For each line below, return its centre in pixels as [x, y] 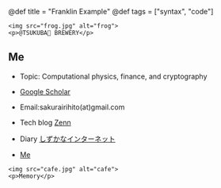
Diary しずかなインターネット [68, 139]
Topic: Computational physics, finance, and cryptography [113, 76]
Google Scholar [45, 91]
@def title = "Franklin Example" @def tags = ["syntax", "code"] [111, 12]
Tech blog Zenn [45, 122]
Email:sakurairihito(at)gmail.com [72, 107]
